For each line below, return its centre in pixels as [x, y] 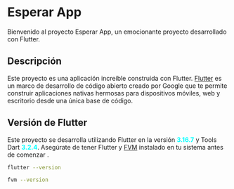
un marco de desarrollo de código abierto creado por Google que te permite [117, 86]
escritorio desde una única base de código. [70, 100]
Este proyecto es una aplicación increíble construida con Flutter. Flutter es [115, 78]
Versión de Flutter [47, 123]
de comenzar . [28, 155]
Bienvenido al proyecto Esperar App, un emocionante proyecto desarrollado [117, 32]
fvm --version [28, 180]
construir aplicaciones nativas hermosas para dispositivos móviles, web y [114, 93]
